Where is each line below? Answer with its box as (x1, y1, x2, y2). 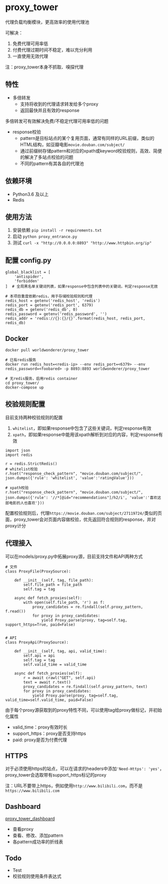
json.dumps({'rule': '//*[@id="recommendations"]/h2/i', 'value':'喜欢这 (5, 495, 161, 500)
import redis (5, 452, 33, 457)
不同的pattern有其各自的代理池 (20, 160, 84, 166)
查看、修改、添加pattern (12, 832, 64, 838)
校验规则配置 (5, 400, 45, 409)
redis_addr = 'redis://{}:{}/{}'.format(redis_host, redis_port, (5, 316, 145, 321)
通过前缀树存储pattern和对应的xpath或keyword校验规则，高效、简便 (20, 147, 162, 153)
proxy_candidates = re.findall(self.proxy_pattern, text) (23, 684, 148, 689)
